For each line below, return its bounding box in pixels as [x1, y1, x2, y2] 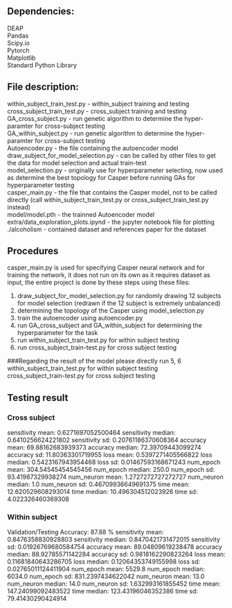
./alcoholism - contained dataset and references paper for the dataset [7, 225, 206, 233]
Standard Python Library [7, 60, 78, 69]
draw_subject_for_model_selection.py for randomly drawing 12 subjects [17, 292, 222, 300]
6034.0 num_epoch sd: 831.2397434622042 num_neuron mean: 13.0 [7, 573, 205, 581]
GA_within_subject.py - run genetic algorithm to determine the [7, 129, 185, 138]
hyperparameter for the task [17, 329, 98, 337]
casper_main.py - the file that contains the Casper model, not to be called [7, 188, 217, 197]
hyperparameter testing [7, 181, 75, 189]
